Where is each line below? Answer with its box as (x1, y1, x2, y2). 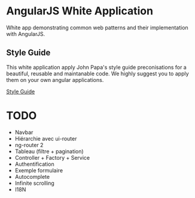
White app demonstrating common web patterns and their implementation (6, 24, 188, 31)
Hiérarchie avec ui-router (14, 135, 77, 142)
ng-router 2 (14, 141, 44, 148)
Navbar (14, 129, 33, 136)
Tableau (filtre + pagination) (14, 148, 84, 155)
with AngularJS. (6, 30, 45, 37)
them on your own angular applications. (6, 76, 104, 83)
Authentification (14, 160, 55, 167)
